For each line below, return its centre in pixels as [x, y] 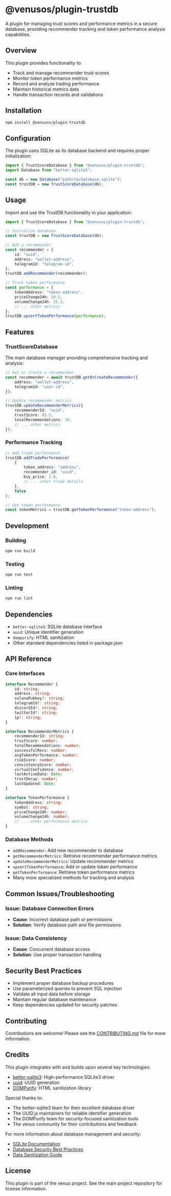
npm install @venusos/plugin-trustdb [45, 122]
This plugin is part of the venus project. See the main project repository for [84, 1183]
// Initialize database [31, 231]
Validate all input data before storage [52, 994]
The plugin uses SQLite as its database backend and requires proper [77, 151]
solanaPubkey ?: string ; [40, 699]
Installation [23, 111]
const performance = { [29, 287]
